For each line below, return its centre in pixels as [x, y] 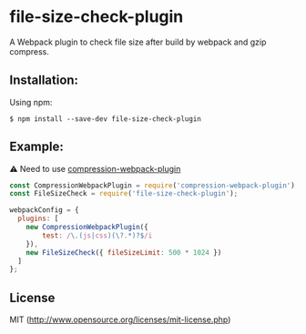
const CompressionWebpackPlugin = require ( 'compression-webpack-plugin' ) [153, 185]
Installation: [44, 81]
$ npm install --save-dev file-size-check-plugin [106, 119]
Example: [36, 147]
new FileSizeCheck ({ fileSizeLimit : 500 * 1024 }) [124, 252]
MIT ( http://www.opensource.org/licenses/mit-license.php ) [120, 319]
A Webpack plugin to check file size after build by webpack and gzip [138, 42]
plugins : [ [38, 219]
